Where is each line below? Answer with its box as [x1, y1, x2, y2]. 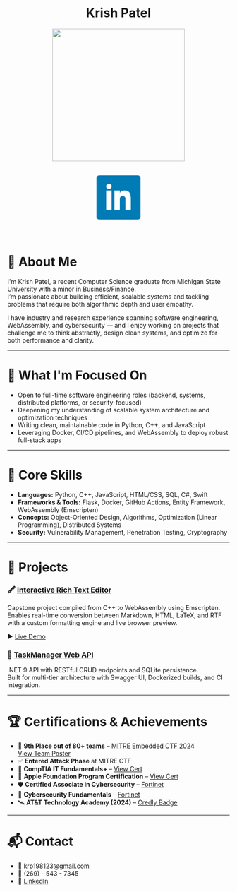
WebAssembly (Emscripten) [17, 505, 99, 513]
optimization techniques [17, 413, 88, 422]
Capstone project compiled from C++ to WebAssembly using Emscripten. [7, 604, 221, 612]
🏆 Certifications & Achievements [7, 713, 208, 730]
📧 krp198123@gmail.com [17, 862, 90, 870]
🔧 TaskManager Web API [7, 650, 94, 660]
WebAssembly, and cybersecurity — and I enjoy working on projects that [7, 321, 219, 329]
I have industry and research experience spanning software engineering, [7, 313, 219, 322]
